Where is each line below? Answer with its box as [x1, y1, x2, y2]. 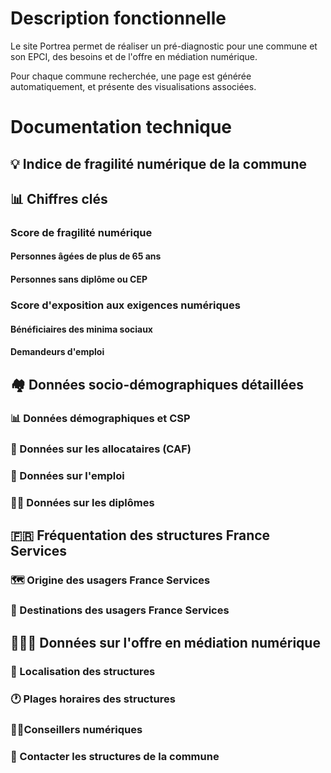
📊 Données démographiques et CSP [10, 412, 191, 426]
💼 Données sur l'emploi [10, 469, 125, 483]
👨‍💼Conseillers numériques [10, 722, 143, 736]
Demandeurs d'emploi [10, 346, 105, 358]
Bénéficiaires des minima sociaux [10, 323, 153, 335]
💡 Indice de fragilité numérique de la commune [10, 155, 308, 172]
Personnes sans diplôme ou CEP [10, 273, 148, 286]
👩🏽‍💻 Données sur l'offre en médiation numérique [10, 634, 321, 651]
